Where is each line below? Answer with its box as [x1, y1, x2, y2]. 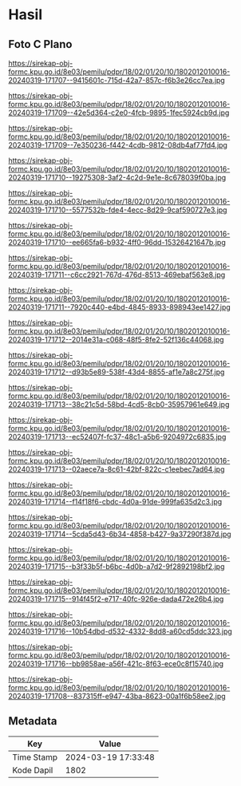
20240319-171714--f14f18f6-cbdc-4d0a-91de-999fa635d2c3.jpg [8, 497, 223, 506]
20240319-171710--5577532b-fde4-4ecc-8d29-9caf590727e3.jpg [8, 205, 227, 215]
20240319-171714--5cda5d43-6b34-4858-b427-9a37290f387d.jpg [8, 529, 231, 539]
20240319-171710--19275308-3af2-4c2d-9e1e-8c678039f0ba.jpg [8, 173, 227, 182]
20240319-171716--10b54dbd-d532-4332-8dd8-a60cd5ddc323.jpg [8, 626, 233, 636]
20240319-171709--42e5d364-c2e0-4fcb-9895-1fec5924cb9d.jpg [8, 108, 230, 117]
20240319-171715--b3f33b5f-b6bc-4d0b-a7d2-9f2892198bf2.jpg [8, 562, 225, 571]
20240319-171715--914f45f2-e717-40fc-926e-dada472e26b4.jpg [8, 594, 224, 603]
